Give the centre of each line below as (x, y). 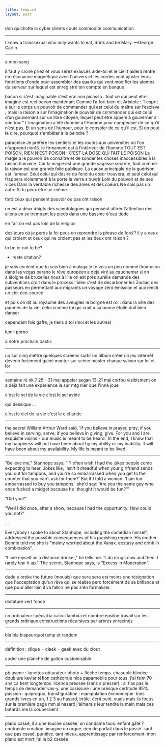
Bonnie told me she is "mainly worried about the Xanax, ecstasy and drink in (82, 543)
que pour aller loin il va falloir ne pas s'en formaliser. (58, 587)
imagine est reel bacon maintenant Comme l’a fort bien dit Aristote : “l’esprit (82, 102)
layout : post (18, 14)
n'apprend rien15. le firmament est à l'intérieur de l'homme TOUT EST (75, 147)
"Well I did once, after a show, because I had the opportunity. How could (78, 508)
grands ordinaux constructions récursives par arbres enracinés (69, 621)
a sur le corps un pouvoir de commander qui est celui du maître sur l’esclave (82, 107)
